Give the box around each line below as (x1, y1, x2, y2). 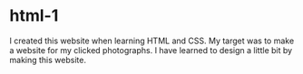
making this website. (9, 54, 86, 65)
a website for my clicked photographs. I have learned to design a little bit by (9, 44, 293, 55)
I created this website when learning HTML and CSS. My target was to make (9, 35, 295, 46)
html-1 (9, 5, 59, 26)
